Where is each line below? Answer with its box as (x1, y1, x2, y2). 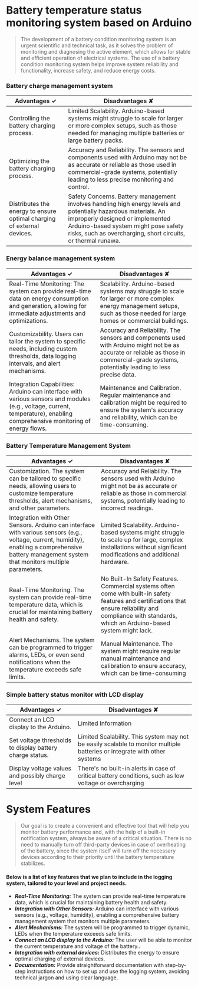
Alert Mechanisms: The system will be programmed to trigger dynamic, (14, 924, 190, 931)
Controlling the (9, 114, 50, 123)
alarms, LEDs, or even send (9, 650, 85, 658)
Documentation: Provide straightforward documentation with (14, 962, 164, 969)
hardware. (101, 558, 129, 566)
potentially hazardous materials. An (68, 207, 166, 215)
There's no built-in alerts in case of (77, 765, 176, 773)
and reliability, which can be (100, 413, 178, 421)
